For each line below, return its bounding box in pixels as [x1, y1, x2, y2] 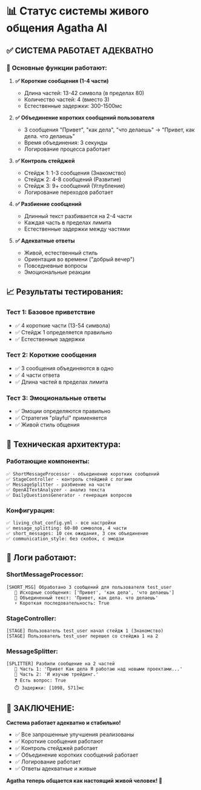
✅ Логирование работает [15, 758, 81, 766]
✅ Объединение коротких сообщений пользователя [15, 114, 155, 121]
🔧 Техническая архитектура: [6, 439, 121, 450]
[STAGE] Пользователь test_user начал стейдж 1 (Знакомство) [6, 628, 164, 634]
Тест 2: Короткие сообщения [6, 351, 97, 359]
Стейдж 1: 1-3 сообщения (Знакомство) [24, 169, 126, 176]
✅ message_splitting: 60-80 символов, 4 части [6, 525, 127, 531]
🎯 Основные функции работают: [6, 64, 107, 72]
